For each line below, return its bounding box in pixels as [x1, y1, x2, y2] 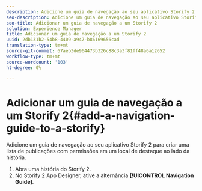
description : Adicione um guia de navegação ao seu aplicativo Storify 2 [6, 8, 195, 15]
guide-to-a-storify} [6, 121, 105, 135]
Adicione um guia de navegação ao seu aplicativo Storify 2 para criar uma [6, 141, 189, 148]
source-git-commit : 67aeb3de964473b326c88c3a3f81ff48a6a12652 [6, 48, 165, 54]
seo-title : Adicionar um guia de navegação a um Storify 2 [6, 20, 158, 26]
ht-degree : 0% [6, 64, 42, 71]
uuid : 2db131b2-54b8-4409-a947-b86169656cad [6, 37, 120, 43]
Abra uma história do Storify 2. [14, 166, 91, 173]
